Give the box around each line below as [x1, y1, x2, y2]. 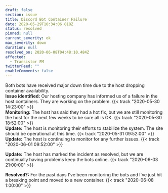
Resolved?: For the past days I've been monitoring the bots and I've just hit [5, 172, 162, 177]
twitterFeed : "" [5, 64, 39, 69]
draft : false [5, 7, 33, 13]
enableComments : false [5, 69, 53, 74]
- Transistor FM [10, 59, 44, 64]
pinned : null [5, 31, 33, 36]
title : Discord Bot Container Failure [5, 17, 87, 22]
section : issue [5, 12, 37, 17]
